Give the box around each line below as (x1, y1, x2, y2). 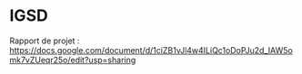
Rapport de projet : (9, 35, 80, 46)
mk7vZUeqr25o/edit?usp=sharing (9, 54, 136, 65)
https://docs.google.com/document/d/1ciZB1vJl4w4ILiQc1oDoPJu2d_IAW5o (9, 44, 293, 55)
